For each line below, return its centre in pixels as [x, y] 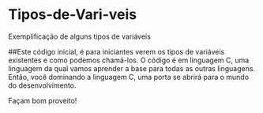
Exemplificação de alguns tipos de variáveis [80, 36]
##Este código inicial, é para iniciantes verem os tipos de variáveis [116, 51]
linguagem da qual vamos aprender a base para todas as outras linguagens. [131, 68]
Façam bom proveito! [43, 100]
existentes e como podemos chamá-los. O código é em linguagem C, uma [129, 60]
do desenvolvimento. [42, 85]
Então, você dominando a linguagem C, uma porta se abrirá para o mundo [129, 77]
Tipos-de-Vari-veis [72, 15]
